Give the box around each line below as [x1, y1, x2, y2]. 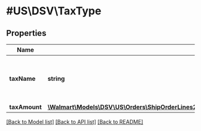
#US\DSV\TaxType [6, 4, 102, 18]
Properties [6, 28, 47, 38]
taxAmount [9, 103, 42, 111]
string [47, 75, 65, 83]
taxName [9, 75, 36, 83]
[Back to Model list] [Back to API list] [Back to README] [6, 118, 144, 125]
